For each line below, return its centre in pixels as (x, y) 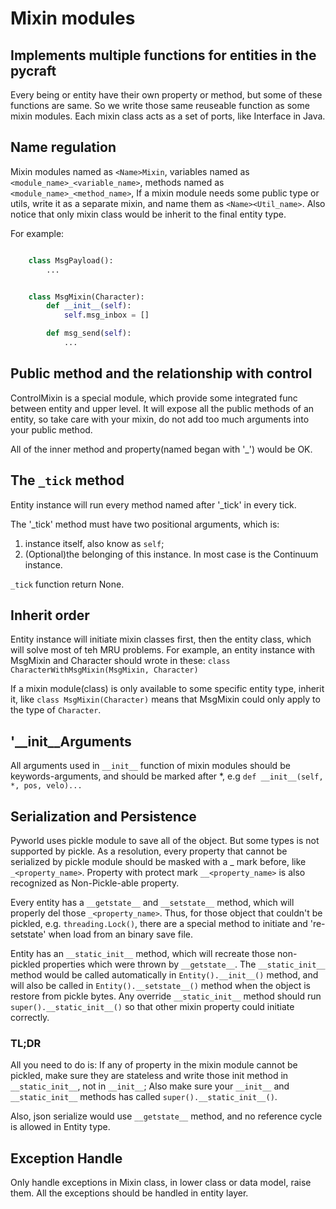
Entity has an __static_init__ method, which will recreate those (143, 953)
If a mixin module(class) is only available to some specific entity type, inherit (167, 689)
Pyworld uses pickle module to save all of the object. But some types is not (165, 840)
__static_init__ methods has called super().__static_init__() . (144, 1097)
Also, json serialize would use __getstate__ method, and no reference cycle (166, 1116)
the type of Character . (56, 710)
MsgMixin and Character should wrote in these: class (120, 661)
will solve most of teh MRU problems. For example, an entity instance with (162, 650)
